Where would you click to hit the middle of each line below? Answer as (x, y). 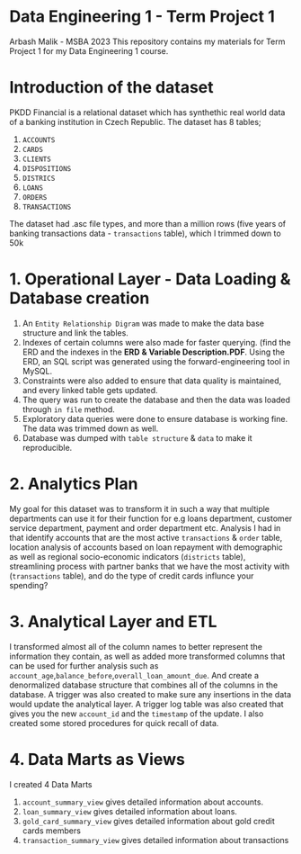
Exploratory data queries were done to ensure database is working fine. (155, 418)
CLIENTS (36, 159)
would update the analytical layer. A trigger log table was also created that (147, 704)
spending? (29, 585)
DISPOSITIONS (47, 168)
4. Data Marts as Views (97, 759)
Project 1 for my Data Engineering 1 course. (89, 50)
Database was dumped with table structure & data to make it (137, 437)
